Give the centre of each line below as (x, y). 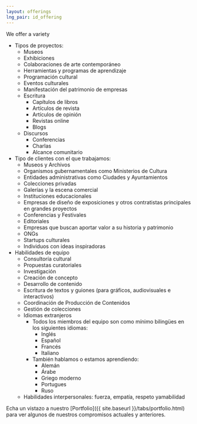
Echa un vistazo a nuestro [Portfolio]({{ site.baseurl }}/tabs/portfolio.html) (96, 408)
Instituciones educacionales (58, 196)
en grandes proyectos (50, 208)
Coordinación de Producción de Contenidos (77, 302)
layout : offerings (29, 12)
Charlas (42, 146)
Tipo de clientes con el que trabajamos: (63, 158)
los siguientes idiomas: (60, 328)
